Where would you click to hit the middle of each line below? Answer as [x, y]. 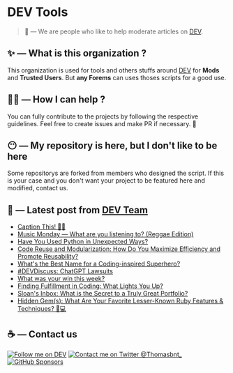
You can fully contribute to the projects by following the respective [103, 116]
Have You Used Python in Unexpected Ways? [83, 242]
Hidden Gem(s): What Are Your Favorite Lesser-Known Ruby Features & [120, 301]
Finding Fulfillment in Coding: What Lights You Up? [90, 286]
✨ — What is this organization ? [77, 53]
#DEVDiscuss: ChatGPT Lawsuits [65, 271]
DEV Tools [38, 12]
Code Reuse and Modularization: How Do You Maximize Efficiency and [119, 249]
